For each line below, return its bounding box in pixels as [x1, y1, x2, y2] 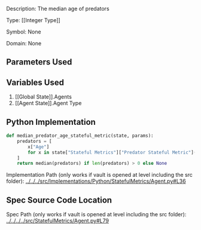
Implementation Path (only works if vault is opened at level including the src [6, 171, 193, 179]
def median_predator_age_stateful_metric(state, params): [6, 133, 154, 139]
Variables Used [6, 77, 65, 87]
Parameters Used [6, 57, 72, 68]
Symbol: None [6, 28, 41, 35]
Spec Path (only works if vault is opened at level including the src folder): [6, 211, 187, 218]
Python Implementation [6, 116, 96, 127]
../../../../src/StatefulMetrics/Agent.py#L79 [6, 217, 109, 225]
